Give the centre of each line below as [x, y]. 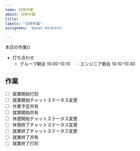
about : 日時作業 [20, 14]
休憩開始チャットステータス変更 [45, 119]
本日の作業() [18, 47]
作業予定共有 [25, 106]
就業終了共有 [25, 137]
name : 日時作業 [19, 10]
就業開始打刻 [25, 94]
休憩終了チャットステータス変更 [45, 125]
